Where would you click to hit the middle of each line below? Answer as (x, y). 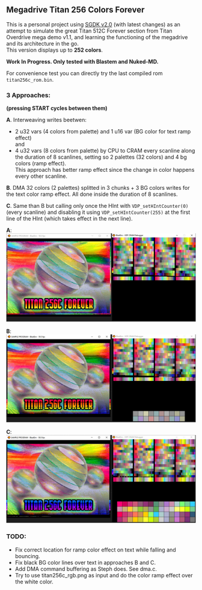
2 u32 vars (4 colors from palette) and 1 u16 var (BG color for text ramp (103, 132)
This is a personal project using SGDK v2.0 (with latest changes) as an (93, 24)
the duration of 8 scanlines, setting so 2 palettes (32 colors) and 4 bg (101, 157)
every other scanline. (41, 176)
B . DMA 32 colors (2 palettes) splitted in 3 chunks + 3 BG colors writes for (98, 188)
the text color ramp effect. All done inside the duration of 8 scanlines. (92, 194)
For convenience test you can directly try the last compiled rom (85, 73)
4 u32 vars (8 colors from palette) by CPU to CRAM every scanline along (105, 151)
